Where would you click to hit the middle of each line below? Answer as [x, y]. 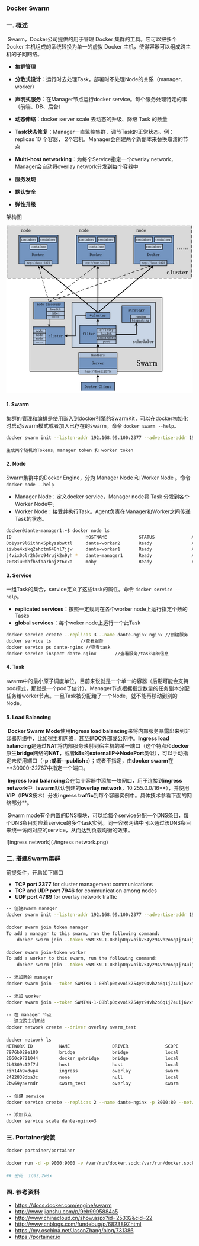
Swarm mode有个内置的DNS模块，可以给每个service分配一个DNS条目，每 [98, 815]
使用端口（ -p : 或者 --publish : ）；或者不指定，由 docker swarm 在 [95, 761]
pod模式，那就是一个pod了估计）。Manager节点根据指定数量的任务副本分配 [98, 688]
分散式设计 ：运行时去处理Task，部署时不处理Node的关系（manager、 [100, 79]
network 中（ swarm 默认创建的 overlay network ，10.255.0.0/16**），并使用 [98, 788]
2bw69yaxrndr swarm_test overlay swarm [92, 1083]
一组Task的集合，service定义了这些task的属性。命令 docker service [89, 589]
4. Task [15, 667]
